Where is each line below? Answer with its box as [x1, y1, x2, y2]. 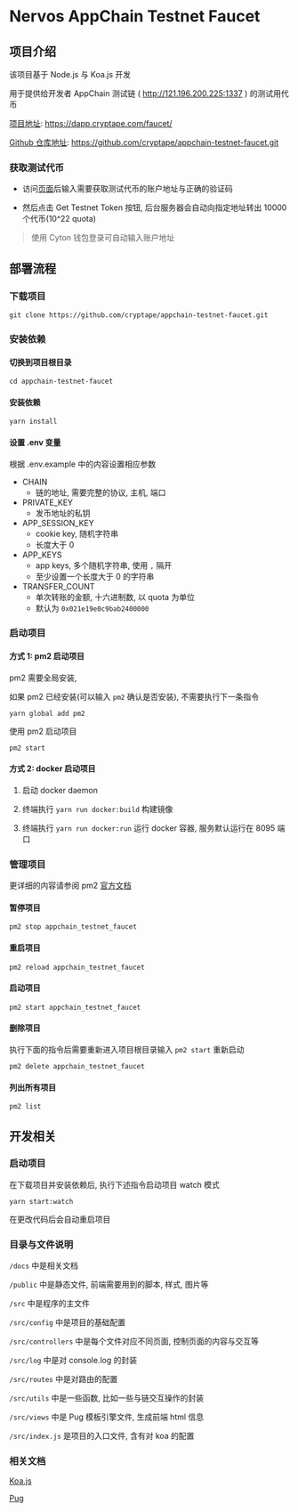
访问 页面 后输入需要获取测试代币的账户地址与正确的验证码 [21, 183, 233, 194]
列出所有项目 [9, 1082, 56, 1093]
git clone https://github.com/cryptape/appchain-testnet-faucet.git [9, 310, 269, 320]
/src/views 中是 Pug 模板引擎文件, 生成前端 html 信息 [9, 1411, 205, 1422]
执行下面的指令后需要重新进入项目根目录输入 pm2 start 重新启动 [9, 1044, 245, 1054]
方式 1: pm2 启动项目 [9, 651, 85, 662]
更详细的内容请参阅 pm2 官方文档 [9, 880, 132, 891]
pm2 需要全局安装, [9, 672, 77, 683]
